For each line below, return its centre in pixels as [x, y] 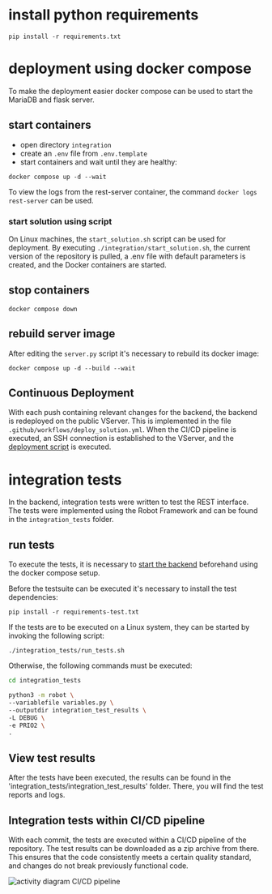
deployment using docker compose [130, 68]
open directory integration [66, 144]
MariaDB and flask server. [51, 100]
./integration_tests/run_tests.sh [67, 651]
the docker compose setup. [54, 573]
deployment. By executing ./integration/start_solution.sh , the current [130, 247]
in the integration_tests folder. [61, 520]
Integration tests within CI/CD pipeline [107, 820]
